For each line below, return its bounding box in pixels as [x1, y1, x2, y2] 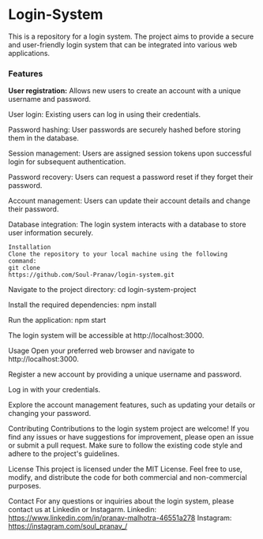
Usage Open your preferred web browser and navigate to [8, 346, 195, 356]
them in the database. [8, 133, 79, 143]
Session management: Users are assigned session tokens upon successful [8, 148, 252, 159]
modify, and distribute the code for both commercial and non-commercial [8, 473, 247, 482]
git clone [8, 264, 41, 272]
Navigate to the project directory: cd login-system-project [8, 285, 197, 294]
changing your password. [8, 409, 92, 418]
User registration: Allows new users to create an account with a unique [8, 86, 241, 95]
